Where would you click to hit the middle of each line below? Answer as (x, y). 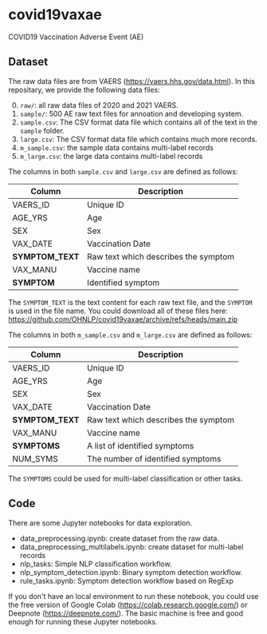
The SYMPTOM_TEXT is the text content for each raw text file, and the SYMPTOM (130, 302)
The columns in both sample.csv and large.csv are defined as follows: (123, 171)
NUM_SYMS (35, 458)
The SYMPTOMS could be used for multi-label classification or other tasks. (126, 478)
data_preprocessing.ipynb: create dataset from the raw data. (119, 538)
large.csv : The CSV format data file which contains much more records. (138, 139)
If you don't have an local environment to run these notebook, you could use (133, 596)
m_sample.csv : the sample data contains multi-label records (116, 147)
